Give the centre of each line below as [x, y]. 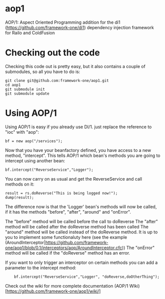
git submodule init [25, 89]
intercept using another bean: [35, 160]
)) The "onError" [138, 248]
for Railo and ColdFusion [30, 33]
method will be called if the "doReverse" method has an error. [68, 253]
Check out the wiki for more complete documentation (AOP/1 [67, 286]
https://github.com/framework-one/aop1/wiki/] [54, 291]
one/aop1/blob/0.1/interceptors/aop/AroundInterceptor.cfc [64, 248]
